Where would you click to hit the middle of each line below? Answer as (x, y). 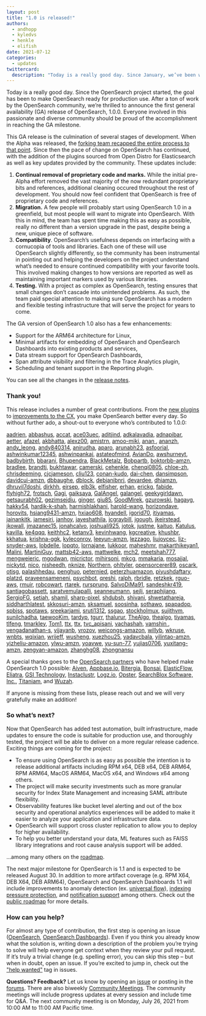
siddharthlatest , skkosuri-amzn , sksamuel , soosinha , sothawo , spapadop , (99, 604)
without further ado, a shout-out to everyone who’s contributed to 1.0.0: (97, 422)
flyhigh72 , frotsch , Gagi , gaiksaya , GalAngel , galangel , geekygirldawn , (95, 493)
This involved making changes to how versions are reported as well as (104, 273)
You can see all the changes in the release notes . (68, 380)
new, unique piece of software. (54, 233)
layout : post (23, 12)
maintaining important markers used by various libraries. (86, 279)
